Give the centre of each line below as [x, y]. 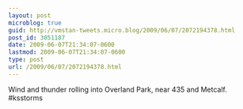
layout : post [30, 15]
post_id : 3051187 [37, 38]
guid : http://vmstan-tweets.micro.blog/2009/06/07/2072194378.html [122, 30]
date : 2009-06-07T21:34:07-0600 [61, 45]
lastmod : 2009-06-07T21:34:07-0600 [67, 52]
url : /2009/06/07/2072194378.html [65, 67]
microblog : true [35, 23]
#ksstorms [26, 98]
